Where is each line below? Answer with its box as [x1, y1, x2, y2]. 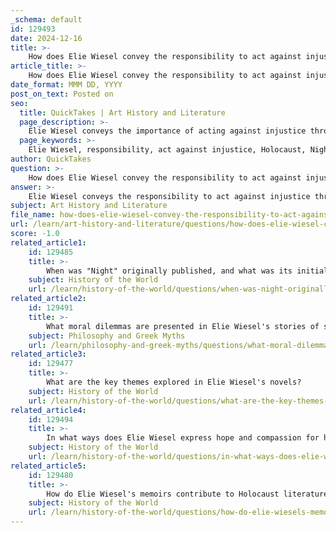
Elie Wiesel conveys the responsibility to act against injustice [28, 191, 311, 201]
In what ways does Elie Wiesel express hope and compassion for [46, 433, 320, 443]
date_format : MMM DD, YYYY [10, 80, 123, 90]
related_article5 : [10, 461, 87, 471]
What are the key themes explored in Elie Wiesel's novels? [46, 377, 302, 387]
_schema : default [10, 14, 83, 25]
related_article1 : [10, 237, 87, 248]
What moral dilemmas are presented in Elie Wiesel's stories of [46, 321, 320, 331]
